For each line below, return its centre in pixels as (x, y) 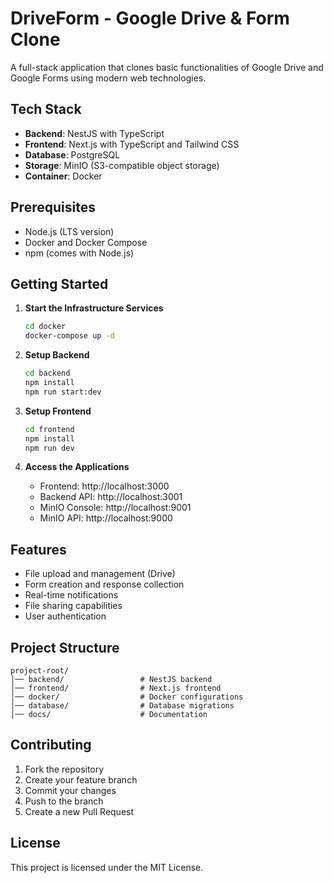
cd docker (45, 327)
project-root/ (40, 671)
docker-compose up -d (69, 336)
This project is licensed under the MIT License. (107, 867)
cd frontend (49, 429)
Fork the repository (64, 769)
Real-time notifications (71, 595)
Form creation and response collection (104, 584)
